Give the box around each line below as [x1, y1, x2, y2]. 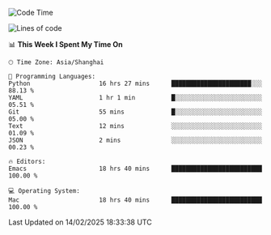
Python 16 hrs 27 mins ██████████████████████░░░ [8, 79, 263, 88]
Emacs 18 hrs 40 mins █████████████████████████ [8, 164, 263, 173]
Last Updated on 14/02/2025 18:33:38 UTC [8, 217, 152, 227]
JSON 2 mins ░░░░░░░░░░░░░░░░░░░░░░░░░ [8, 136, 263, 144]
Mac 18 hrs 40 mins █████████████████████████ [8, 196, 263, 204]
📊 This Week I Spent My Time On [8, 40, 123, 49]
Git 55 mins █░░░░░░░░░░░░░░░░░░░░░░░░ [8, 108, 263, 116]
